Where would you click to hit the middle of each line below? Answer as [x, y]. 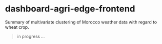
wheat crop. [17, 27]
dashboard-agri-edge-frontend [70, 9]
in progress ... [31, 36]
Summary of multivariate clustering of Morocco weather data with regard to [81, 22]
